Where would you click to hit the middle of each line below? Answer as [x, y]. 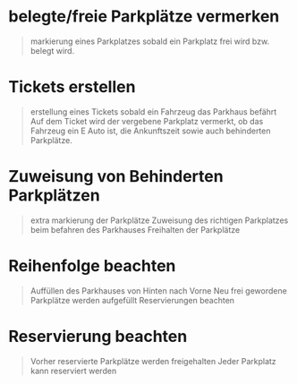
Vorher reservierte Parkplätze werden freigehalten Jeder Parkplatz [153, 361]
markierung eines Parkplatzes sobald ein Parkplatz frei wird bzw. [150, 41]
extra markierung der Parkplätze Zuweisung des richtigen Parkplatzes [159, 220]
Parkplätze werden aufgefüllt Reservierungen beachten [132, 300]
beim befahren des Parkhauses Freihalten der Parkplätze [135, 229]
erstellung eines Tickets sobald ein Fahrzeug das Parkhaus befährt [153, 111]
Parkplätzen [54, 196]
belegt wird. [52, 50]
